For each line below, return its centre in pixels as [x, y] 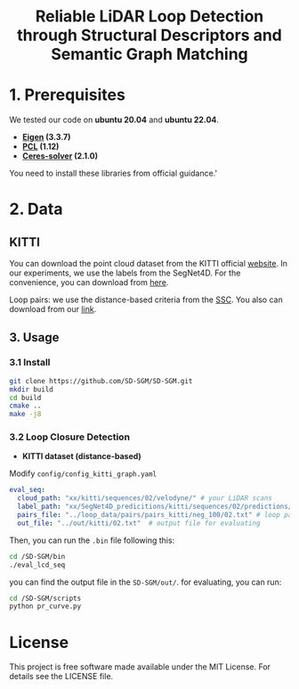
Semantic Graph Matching [149, 54]
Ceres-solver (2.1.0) [60, 156]
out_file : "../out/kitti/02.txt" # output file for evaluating [139, 523]
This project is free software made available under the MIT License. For [140, 667]
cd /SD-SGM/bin [37, 556]
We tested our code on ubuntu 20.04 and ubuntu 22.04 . [114, 120]
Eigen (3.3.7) [46, 137]
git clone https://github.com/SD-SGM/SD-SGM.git [101, 381]
